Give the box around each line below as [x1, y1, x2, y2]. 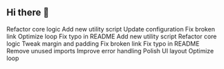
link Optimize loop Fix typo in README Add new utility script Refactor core [6, 32, 217, 40]
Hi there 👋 [6, 7, 49, 18]
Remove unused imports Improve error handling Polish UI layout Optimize [6, 46, 214, 55]
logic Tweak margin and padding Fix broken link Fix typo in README [6, 39, 200, 48]
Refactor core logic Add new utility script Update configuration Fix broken [6, 25, 216, 33]
